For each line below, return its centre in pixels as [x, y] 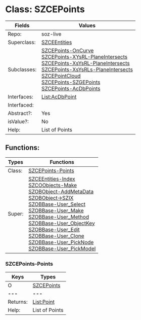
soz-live [51, 34]
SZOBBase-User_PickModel [62, 248]
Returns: [18, 302]
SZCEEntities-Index [52, 179]
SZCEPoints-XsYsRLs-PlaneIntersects [87, 69]
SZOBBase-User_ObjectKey [62, 223]
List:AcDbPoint [59, 96]
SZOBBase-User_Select [57, 204]
